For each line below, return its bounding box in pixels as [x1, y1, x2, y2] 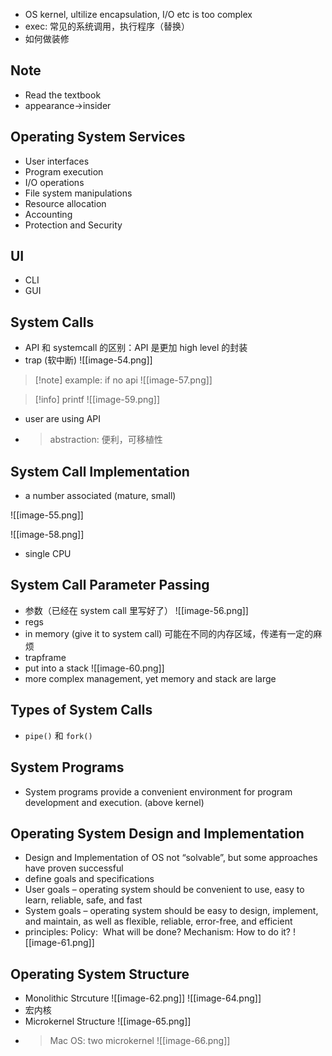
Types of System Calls [10, 702, 153, 719]
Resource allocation [24, 197, 107, 209]
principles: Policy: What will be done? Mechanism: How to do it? [24, 926, 292, 938]
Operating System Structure [10, 965, 190, 983]
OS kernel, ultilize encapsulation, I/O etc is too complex [24, 9, 253, 20]
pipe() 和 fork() [24, 729, 93, 741]
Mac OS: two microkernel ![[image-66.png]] [49, 1035, 231, 1047]
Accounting [24, 208, 73, 220]
